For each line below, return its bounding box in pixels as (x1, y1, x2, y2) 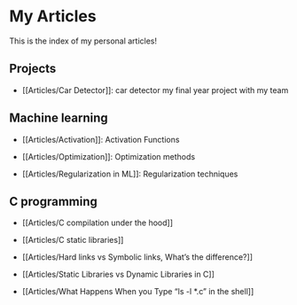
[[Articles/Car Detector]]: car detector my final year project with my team (21, 84, 289, 95)
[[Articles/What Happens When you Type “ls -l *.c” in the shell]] (21, 286, 254, 297)
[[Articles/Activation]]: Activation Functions (21, 134, 180, 145)
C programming (9, 193, 98, 209)
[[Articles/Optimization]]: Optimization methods (21, 151, 196, 161)
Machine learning (9, 111, 108, 126)
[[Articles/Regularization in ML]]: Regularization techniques (21, 168, 238, 179)
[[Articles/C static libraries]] (21, 235, 124, 246)
